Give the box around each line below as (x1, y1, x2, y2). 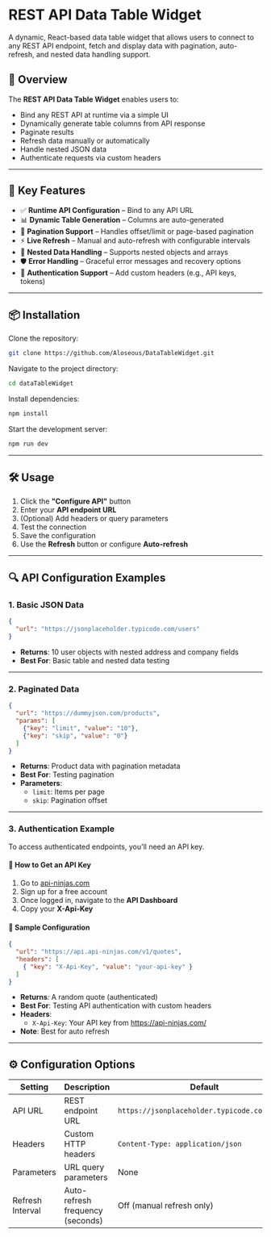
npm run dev (8, 440, 48, 448)
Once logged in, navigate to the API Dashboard (19, 895, 178, 905)
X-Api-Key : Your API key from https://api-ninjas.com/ (31, 1018, 207, 1028)
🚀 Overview (8, 73, 68, 86)
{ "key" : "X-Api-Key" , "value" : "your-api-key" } (23, 963, 194, 971)
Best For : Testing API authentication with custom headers (19, 1001, 212, 1010)
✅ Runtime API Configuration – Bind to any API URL (19, 205, 194, 215)
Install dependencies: (8, 394, 80, 404)
